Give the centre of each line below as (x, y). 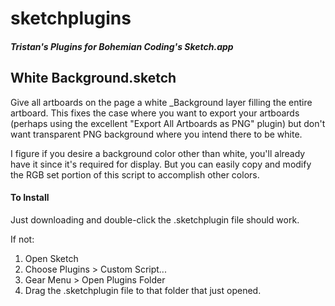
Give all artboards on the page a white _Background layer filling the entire (161, 102)
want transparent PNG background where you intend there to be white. (156, 134)
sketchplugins (71, 18)
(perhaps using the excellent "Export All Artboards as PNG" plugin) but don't (168, 123)
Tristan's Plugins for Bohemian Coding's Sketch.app (122, 46)
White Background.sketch (93, 78)
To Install (30, 198)
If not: (22, 239)
